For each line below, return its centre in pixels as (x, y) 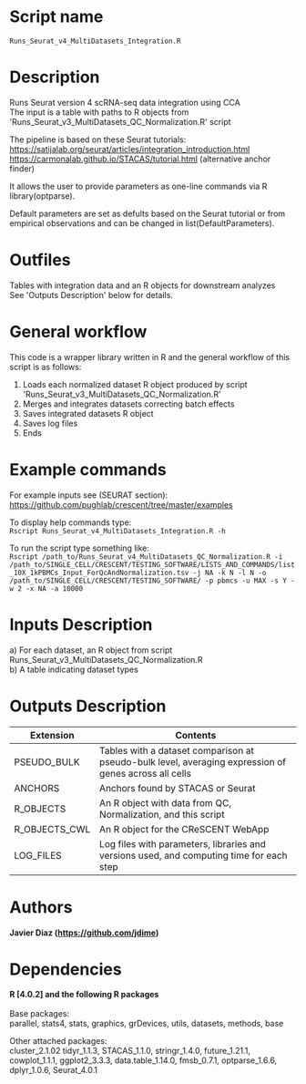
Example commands (88, 469)
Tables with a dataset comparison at (177, 750)
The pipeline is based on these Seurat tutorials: (98, 139)
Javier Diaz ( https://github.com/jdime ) (84, 933)
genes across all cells (145, 773)
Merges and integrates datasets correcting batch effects (128, 404)
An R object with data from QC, (165, 802)
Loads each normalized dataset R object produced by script (135, 384)
